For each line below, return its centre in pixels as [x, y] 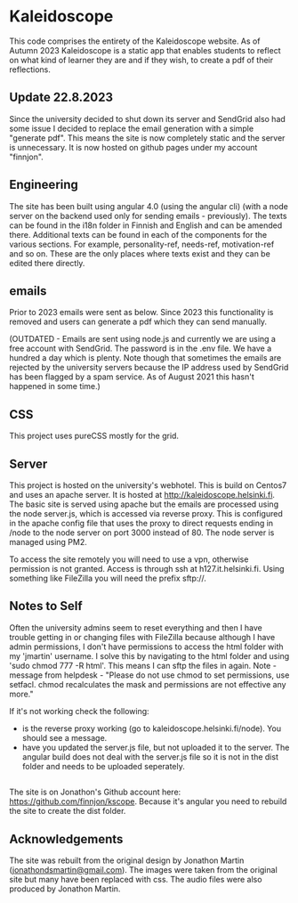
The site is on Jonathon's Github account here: [95, 792]
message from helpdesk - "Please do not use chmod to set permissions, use [149, 675]
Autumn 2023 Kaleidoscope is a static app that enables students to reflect [145, 50]
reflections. [30, 69]
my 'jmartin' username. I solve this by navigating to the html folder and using [149, 655]
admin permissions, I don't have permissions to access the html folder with [146, 647]
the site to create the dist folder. [68, 811]
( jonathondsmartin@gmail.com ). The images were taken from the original [143, 870]
